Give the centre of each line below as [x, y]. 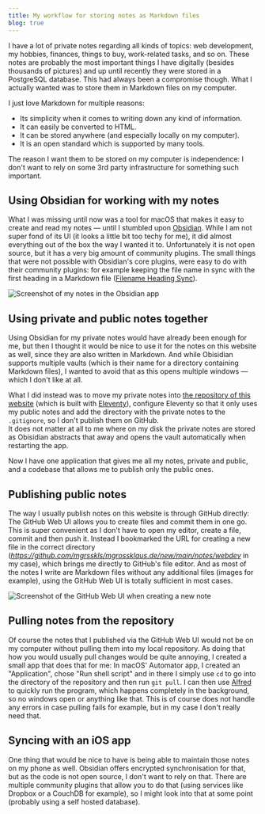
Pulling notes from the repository [91, 621]
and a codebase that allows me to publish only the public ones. [111, 470]
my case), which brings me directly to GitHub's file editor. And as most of [127, 564]
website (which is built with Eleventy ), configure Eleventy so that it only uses [133, 404]
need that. [25, 715]
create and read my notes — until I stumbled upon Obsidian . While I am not [130, 228]
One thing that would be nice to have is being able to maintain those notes [129, 759]
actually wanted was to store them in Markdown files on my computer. [123, 87]
